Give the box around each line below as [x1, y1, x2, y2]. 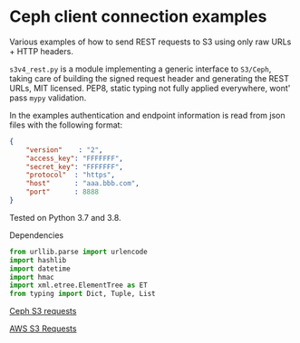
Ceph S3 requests [9, 306, 77, 317]
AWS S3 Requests [9, 323, 77, 334]
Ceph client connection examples [9, 6, 267, 27]
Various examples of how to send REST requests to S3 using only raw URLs [9, 36, 292, 47]
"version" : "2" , [25, 145, 103, 155]
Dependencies [9, 229, 64, 241]
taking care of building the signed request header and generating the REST [9, 72, 290, 83]
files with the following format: [9, 119, 123, 130]
